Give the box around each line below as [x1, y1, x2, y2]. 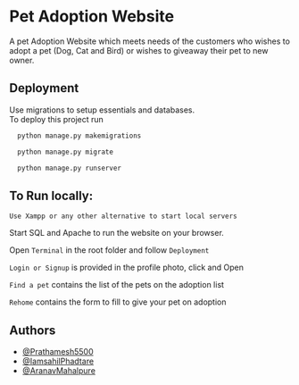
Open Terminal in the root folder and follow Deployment [9, 245, 210, 255]
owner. [9, 54, 35, 65]
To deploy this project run [9, 113, 104, 124]
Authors [9, 322, 56, 338]
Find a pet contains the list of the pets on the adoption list [9, 280, 225, 290]
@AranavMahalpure [21, 365, 96, 376]
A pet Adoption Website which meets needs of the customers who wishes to [9, 36, 290, 46]
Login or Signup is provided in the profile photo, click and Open [9, 262, 244, 273]
